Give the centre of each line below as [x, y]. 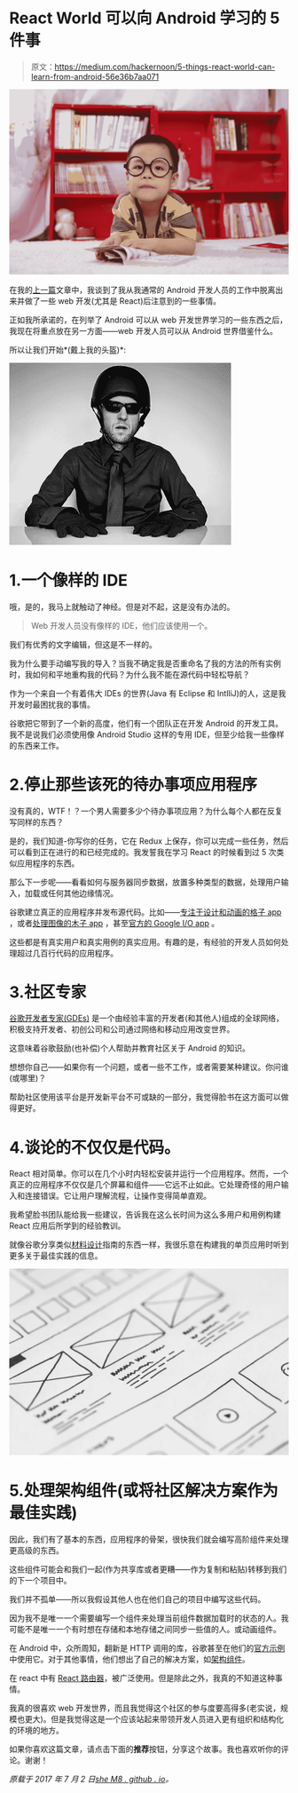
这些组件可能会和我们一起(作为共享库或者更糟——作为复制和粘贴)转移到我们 [148, 1569]
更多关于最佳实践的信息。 [56, 1256]
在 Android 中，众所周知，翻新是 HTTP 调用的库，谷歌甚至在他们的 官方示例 [147, 1648]
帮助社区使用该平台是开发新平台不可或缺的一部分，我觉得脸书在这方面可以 [145, 1097]
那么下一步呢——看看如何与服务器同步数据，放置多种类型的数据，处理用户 [145, 882]
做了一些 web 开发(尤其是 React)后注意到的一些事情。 [123, 301]
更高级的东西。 [36, 1550]
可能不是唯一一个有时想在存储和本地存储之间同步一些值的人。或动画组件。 [145, 1629]
